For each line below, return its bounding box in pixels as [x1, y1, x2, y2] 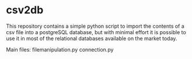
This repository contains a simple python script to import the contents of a [6, 23, 185, 30]
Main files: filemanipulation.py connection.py [6, 46, 114, 53]
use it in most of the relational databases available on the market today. [6, 35, 177, 42]
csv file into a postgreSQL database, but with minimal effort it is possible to [6, 28, 187, 35]
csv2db [6, 3, 44, 17]
